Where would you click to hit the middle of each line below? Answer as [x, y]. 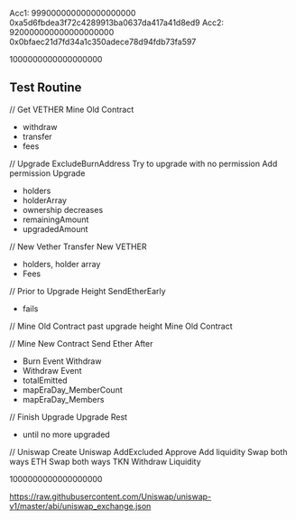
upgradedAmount [55, 228]
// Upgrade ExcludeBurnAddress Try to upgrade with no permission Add [143, 163]
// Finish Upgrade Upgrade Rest [69, 417]
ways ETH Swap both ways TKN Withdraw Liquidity [105, 461]
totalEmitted [45, 380]
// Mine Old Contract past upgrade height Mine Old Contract [121, 326]
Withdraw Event [52, 370]
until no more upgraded [66, 434]
